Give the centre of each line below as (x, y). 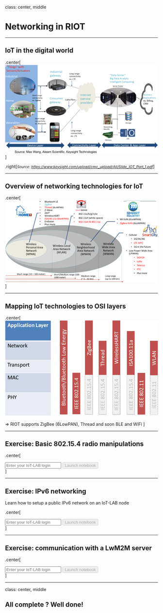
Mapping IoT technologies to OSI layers (65, 306)
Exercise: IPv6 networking (46, 491)
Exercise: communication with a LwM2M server (78, 548)
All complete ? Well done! (44, 605)
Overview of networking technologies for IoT (74, 186)
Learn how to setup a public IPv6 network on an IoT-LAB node (67, 503)
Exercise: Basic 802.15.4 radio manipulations (74, 444)
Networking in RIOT (45, 27)
